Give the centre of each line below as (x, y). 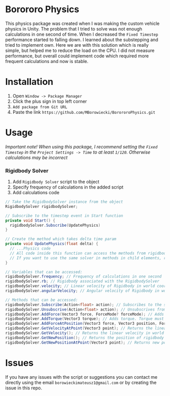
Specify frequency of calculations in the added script (68, 187)
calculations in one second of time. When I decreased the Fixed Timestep (82, 34)
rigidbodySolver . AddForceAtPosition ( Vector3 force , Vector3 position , (81, 324)
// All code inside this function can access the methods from (78, 253)
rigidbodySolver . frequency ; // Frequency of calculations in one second (83, 277)
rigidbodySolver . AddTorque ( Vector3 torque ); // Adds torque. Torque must (85, 319)
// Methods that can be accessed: (42, 300)
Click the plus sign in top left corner (50, 101)
